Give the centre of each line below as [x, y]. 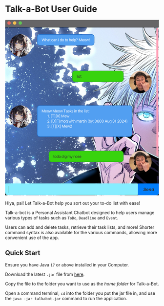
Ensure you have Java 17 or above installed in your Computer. [67, 264]
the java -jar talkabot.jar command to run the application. [66, 298]
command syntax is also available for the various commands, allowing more [81, 232]
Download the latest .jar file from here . [45, 274]
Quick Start [23, 253]
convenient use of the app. [32, 238]
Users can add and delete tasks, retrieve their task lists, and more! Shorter [80, 227]
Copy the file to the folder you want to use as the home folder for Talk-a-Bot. [82, 284]
